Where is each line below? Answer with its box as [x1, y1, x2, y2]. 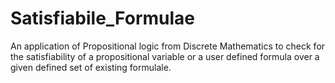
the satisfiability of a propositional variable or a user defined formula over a [10, 50, 320, 62]
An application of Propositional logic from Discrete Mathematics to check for [10, 40, 326, 52]
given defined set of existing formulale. [10, 61, 172, 73]
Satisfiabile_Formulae [10, 7, 196, 30]
